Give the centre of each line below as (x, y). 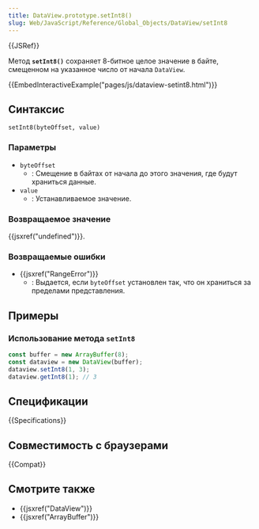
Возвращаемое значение (60, 219)
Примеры (34, 316)
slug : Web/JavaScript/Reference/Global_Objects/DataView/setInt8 (118, 23)
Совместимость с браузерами (88, 445)
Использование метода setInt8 (72, 338)
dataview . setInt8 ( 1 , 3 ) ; (49, 369)
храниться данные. (64, 181)
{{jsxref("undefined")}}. (47, 236)
